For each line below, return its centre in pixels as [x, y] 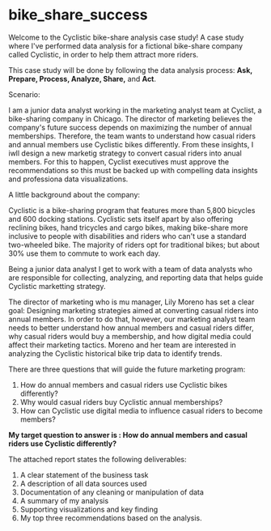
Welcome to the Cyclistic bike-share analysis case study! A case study [126, 37]
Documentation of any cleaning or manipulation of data [112, 492]
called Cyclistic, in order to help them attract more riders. [104, 54]
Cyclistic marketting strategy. [57, 286]
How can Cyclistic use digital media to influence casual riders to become [141, 410]
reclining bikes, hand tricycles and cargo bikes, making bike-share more [128, 227]
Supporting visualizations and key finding [89, 509]
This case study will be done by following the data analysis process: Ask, [131, 70]
